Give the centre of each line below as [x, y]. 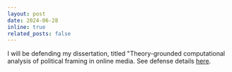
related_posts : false [39, 34]
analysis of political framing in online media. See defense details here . [109, 61]
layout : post [27, 14]
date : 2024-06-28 [33, 20]
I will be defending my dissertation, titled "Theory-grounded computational [116, 54]
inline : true [27, 27]
